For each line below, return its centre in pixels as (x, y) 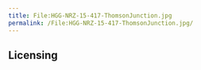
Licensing (33, 55)
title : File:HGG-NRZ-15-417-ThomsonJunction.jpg (90, 16)
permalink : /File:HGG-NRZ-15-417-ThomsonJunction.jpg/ (101, 23)
